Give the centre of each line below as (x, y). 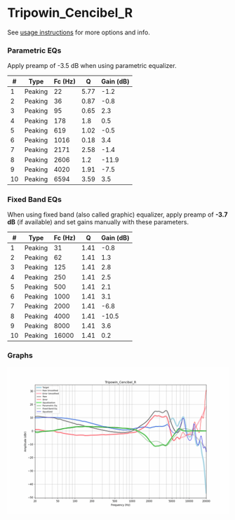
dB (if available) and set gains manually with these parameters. (98, 222)
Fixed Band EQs (34, 199)
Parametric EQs (34, 50)
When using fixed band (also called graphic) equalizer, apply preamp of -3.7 (117, 214)
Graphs (20, 355)
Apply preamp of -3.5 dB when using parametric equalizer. (92, 66)
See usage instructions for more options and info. (79, 32)
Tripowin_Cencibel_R (70, 13)
